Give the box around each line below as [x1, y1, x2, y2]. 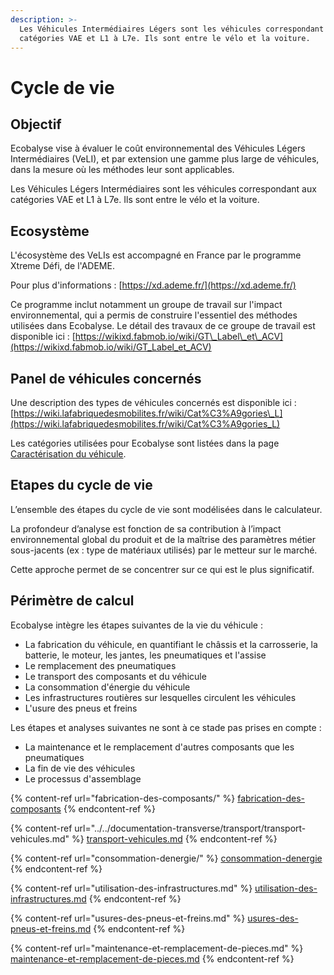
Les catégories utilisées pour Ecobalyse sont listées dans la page [10, 437, 280, 449]
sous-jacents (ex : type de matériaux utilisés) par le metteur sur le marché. [10, 544, 318, 556]
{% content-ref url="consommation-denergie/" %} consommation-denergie [10, 852, 323, 864]
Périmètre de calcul [10, 592, 135, 610]
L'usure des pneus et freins [24, 702, 138, 714]
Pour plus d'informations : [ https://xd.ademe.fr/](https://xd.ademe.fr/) [10, 279, 297, 291]
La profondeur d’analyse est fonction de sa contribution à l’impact [10, 522, 282, 535]
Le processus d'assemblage [24, 772, 142, 785]
